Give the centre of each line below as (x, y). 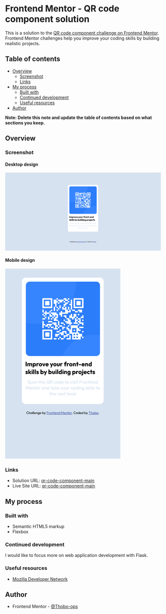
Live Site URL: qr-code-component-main (54, 486)
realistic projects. (23, 43)
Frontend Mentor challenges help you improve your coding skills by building (82, 38)
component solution (47, 19)
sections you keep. (25, 123)
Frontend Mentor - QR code (62, 9)
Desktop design (22, 164)
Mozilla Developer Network (40, 579)
